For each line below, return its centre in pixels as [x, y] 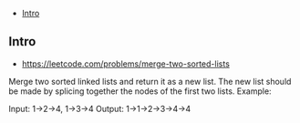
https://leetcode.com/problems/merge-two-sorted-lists [125, 64]
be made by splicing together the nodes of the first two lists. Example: [140, 91]
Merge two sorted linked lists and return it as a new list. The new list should [150, 81]
